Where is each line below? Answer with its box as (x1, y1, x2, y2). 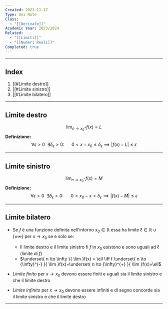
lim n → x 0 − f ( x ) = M (65, 175, 103, 183)
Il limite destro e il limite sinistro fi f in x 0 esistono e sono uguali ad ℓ (19, 244, 159, 251)
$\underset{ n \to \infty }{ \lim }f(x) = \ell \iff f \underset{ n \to (19, 256, 146, 262)
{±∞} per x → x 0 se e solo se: (12, 233, 74, 240)
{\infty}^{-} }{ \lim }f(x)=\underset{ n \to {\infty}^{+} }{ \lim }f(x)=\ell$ (19, 261, 161, 267)
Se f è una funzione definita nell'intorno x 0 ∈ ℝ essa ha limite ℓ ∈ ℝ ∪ (12, 226, 156, 234)
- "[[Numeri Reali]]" (9, 40, 55, 45)
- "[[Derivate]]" (9, 21, 46, 26)
